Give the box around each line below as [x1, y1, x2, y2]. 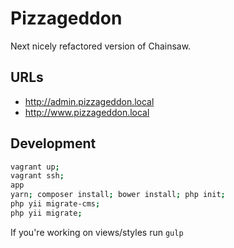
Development [10, 135, 97, 152]
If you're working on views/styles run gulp [10, 226, 184, 238]
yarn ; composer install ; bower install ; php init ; [10, 190, 226, 200]
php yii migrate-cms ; [10, 199, 101, 209]
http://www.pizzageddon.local [24, 106, 150, 118]
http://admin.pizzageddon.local [24, 95, 155, 107]
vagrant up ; [10, 162, 60, 172]
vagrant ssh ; [10, 171, 65, 181]
